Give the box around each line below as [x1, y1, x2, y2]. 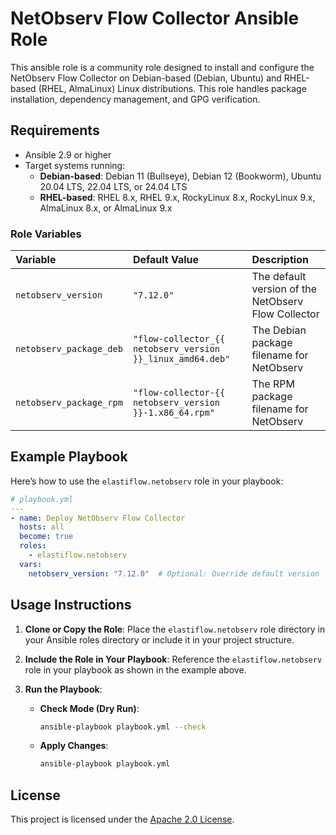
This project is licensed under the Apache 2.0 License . [10, 813, 235, 826]
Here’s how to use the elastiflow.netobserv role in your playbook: [10, 475, 284, 487]
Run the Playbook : [24, 683, 103, 695]
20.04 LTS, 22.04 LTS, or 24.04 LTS [39, 180, 188, 192]
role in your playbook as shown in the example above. [24, 663, 247, 676]
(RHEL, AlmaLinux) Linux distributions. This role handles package [38, 82, 307, 94]
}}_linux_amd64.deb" [132, 353, 231, 365]
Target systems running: [24, 159, 126, 171]
